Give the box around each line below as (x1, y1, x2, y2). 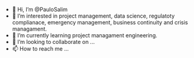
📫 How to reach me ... (12, 45, 69, 52)
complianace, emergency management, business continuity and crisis (12, 19, 188, 26)
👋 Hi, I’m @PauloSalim (12, 6, 68, 13)
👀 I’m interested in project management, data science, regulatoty (12, 12, 175, 20)
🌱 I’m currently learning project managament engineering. (12, 32, 157, 39)
